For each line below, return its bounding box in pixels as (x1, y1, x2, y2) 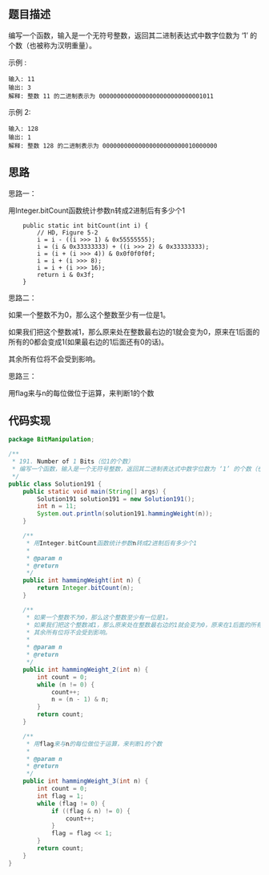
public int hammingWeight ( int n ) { (22, 576, 142, 584)
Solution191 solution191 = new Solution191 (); (37, 494, 195, 503)
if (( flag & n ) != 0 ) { (50, 807, 130, 815)
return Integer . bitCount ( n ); (37, 584, 134, 592)
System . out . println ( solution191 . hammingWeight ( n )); (37, 510, 214, 518)
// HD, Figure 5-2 (37, 228, 98, 237)
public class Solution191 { (8, 480, 102, 488)
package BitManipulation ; (8, 436, 94, 444)
